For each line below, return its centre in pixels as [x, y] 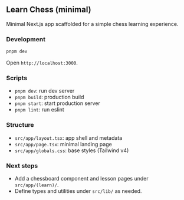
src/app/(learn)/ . [37, 185]
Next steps [22, 166]
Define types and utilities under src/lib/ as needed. [78, 191]
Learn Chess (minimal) [49, 10]
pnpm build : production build [49, 97]
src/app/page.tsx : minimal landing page [63, 144]
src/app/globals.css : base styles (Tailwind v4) [72, 150]
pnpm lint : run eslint [40, 110]
